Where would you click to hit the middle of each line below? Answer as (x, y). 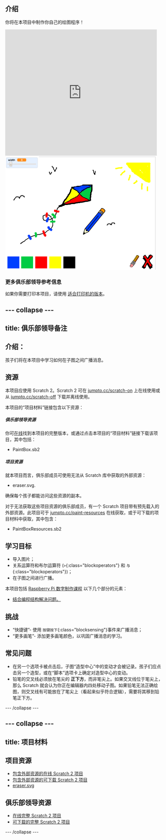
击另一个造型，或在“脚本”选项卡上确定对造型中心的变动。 (71, 673)
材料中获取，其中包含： (33, 519)
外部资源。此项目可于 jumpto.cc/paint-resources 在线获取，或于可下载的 (80, 513)
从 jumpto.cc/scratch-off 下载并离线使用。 (49, 396)
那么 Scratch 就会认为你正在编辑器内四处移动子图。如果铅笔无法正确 (83, 685)
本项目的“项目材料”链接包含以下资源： (44, 407)
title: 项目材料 (26, 742)
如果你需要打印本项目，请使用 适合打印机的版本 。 (56, 294)
